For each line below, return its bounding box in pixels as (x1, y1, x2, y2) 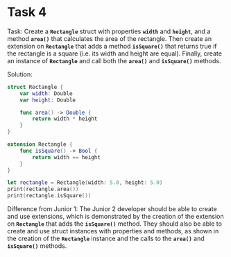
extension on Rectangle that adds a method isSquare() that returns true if (7, 42, 217, 50)
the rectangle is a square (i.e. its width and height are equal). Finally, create (7, 49, 222, 58)
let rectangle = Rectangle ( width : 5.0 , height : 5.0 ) (7, 179, 163, 186)
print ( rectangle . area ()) (7, 185, 79, 193)
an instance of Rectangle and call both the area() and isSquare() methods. (7, 56, 221, 65)
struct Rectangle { (7, 83, 64, 90)
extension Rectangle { (7, 141, 73, 148)
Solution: (7, 70, 33, 78)
